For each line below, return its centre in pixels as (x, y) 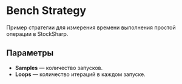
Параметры (30, 53)
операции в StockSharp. (37, 33)
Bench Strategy (46, 11)
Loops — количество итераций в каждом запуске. (80, 74)
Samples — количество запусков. (59, 68)
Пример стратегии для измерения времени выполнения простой (91, 27)
